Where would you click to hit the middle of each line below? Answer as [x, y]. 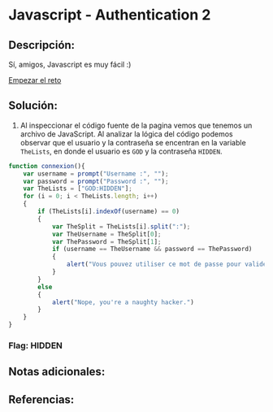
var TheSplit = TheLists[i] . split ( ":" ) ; [121, 226]
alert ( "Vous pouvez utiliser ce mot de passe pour [154, 265]
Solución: [33, 106]
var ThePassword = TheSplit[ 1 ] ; [106, 241]
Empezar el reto [35, 80]
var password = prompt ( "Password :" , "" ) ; [96, 181]
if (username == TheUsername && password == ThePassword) [152, 249]
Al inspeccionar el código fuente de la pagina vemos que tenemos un [136, 125]
